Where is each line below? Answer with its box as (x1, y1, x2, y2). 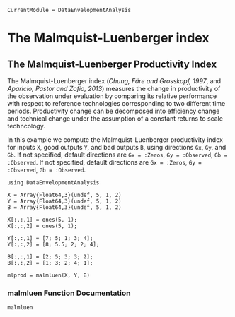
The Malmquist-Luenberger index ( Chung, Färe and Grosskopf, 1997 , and (7, 77, 222, 85)
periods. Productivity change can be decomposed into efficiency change (7, 107, 220, 115)
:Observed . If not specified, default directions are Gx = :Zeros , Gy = (7, 158, 202, 166)
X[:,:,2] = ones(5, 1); (7, 222, 78, 229)
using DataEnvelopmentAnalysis (7, 179, 100, 186)
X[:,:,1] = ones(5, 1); (7, 216, 78, 223)
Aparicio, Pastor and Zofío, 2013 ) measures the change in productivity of (7, 85, 221, 92)
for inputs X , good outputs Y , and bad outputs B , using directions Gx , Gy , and (7, 143, 227, 151)
